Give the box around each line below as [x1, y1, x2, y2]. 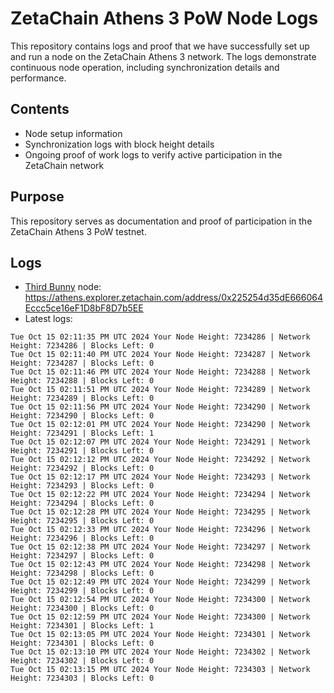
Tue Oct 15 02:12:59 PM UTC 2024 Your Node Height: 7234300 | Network [10, 612, 311, 622]
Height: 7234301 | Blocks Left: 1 [10, 621, 155, 631]
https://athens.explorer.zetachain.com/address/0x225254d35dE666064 [24, 292, 323, 304]
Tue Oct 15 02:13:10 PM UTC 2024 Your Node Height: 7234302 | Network [10, 647, 311, 657]
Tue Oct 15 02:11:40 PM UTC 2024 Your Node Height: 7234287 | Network [10, 350, 311, 360]
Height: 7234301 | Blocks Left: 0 [10, 638, 155, 649]
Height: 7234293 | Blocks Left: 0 [10, 481, 155, 491]
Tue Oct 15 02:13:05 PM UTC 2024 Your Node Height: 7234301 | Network [10, 630, 311, 640]
